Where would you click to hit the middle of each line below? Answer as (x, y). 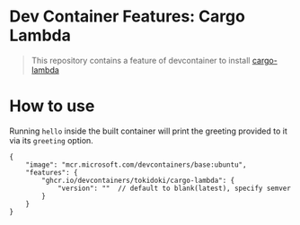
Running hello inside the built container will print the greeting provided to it (148, 131)
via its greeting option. (52, 140)
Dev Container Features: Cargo (127, 17)
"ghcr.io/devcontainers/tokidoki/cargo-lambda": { (138, 180)
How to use (52, 106)
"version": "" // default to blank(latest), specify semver (174, 188)
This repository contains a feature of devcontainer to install (141, 60)
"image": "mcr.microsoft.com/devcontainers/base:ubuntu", (136, 164)
